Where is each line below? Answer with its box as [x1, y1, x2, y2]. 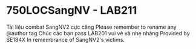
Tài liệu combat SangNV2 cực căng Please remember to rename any [6, 23, 177, 30]
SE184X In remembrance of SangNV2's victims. [6, 36, 125, 43]
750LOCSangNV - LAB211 [6, 4, 137, 17]
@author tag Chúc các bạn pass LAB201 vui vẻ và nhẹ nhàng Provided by [6, 29, 191, 36]
